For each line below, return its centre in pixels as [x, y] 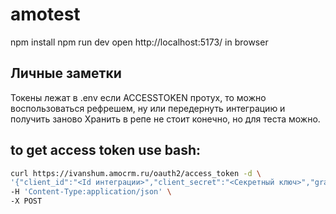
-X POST [26, 201]
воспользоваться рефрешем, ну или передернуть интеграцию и [148, 108]
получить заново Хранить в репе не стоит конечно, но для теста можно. [165, 119]
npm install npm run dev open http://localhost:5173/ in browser [139, 42]
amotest [45, 14]
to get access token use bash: [106, 150]
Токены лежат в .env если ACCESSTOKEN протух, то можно [138, 97]
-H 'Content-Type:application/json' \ [91, 192]
